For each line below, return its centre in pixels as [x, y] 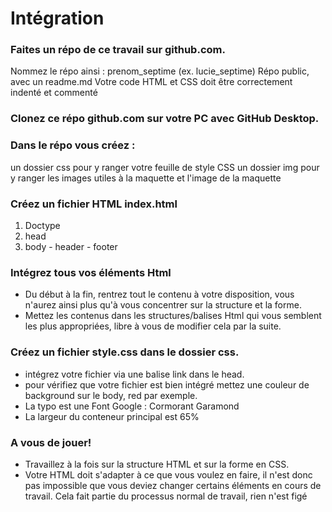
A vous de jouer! [51, 442]
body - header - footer [71, 246]
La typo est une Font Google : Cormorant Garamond [132, 406]
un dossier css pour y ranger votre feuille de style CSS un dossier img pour [165, 167]
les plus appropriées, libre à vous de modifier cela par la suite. [153, 326]
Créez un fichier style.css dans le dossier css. [125, 352]
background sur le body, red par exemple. [111, 395]
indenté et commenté [54, 93]
